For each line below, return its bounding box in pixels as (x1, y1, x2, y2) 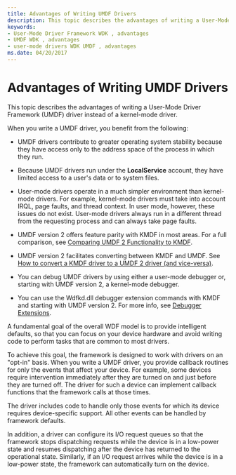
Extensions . (17, 308, 51, 316)
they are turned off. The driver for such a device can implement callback (7, 380, 217, 389)
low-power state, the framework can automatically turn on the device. (7, 460, 209, 468)
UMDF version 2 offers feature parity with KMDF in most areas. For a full (17, 230, 227, 239)
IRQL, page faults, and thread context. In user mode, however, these (17, 201, 216, 210)
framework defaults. (7, 416, 66, 424)
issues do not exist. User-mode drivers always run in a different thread (17, 209, 222, 218)
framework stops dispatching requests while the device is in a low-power (7, 437, 219, 446)
